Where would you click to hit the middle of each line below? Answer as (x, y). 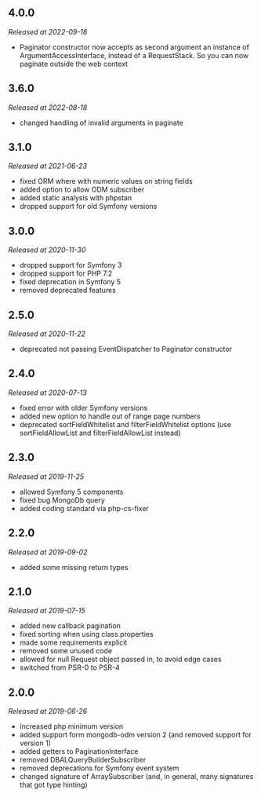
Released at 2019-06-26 (48, 711)
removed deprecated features (67, 291)
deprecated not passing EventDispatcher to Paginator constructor (126, 349)
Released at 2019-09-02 (48, 552)
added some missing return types (74, 567)
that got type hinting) (53, 785)
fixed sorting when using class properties (87, 634)
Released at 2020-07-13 (48, 393)
